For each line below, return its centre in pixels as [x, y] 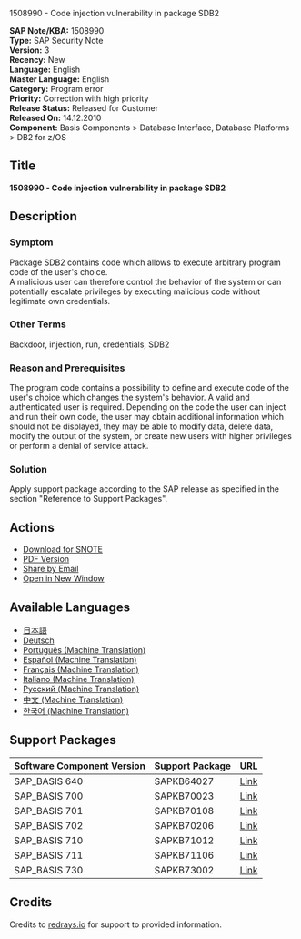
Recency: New [37, 60]
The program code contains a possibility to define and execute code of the [149, 388]
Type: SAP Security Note [56, 41]
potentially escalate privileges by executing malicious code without [135, 291]
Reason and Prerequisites [67, 368]
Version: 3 [30, 50]
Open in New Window [63, 578]
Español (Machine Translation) [80, 660]
